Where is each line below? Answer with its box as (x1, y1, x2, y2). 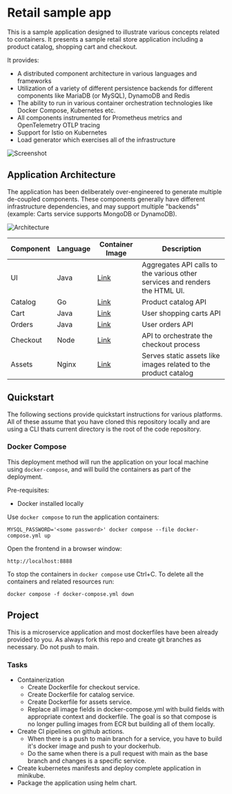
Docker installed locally (17, 499, 84, 507)
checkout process (142, 339, 200, 349)
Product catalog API (142, 297, 207, 306)
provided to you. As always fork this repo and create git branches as (7, 635, 202, 644)
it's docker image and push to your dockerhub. (27, 741, 161, 750)
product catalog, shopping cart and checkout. (7, 42, 138, 51)
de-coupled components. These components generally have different (7, 195, 205, 203)
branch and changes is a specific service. (27, 757, 146, 765)
